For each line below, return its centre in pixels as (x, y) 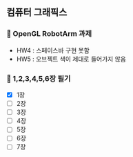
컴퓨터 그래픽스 (37, 12)
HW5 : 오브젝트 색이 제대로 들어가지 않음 (71, 59)
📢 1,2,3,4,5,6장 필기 (39, 78)
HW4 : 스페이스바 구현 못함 (53, 50)
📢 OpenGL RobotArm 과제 (49, 34)
